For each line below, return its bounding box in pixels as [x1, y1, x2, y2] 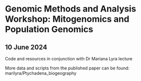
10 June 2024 [5, 43, 47, 51]
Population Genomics [5, 24, 94, 35]
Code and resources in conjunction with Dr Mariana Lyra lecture [5, 56, 133, 61]
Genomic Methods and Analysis [5, 3, 137, 14]
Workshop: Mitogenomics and [5, 13, 129, 25]
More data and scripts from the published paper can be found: [5, 65, 130, 71]
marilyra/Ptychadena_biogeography [5, 70, 77, 76]
